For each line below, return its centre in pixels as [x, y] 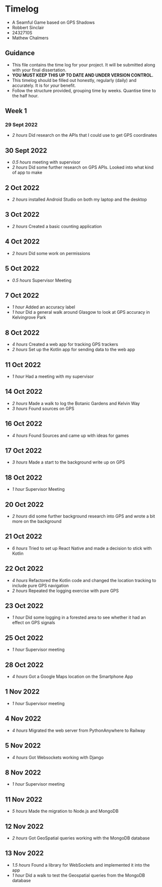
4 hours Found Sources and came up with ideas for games [70, 435]
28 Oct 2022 [24, 665]
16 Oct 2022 [24, 424]
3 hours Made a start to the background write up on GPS [68, 462]
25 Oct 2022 [24, 638]
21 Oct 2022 [24, 537]
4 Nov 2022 [23, 719]
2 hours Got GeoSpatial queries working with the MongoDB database [81, 838]
